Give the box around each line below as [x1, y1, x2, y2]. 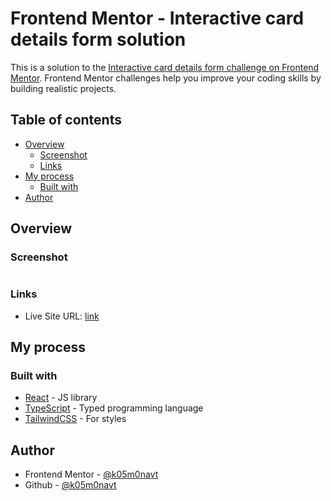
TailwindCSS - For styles [24, 413, 127, 425]
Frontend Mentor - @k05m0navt [24, 468, 159, 481]
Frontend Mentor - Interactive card [10, 7, 305, 30]
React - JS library [24, 392, 98, 404]
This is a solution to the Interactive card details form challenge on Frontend [10, 61, 320, 73]
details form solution [10, 28, 187, 51]
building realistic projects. [10, 82, 117, 94]
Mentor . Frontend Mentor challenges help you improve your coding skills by [10, 72, 322, 84]
